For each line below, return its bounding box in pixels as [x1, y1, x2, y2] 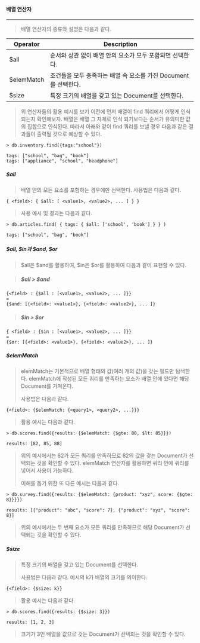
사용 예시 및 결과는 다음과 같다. [20, 210, 92, 217]
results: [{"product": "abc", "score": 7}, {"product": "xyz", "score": [6, 507, 190, 513]
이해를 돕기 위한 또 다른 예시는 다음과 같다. [20, 480, 120, 487]
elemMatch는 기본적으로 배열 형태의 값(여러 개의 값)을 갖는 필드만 [20, 368, 174, 375]
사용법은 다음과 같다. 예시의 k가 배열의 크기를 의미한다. [20, 574, 148, 581]
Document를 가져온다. [20, 382, 74, 390]
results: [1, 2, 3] [6, 619, 55, 626]
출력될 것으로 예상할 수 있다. [36, 130, 102, 137]
